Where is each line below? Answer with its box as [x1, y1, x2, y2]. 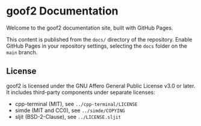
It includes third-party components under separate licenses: [6, 89, 155, 96]
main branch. [6, 48, 38, 55]
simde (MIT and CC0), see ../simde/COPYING [14, 107, 125, 114]
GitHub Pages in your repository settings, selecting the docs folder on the [6, 42, 188, 49]
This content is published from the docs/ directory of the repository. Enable [6, 36, 193, 43]
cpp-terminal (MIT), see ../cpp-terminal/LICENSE [14, 100, 138, 107]
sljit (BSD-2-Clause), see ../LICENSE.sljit [14, 113, 122, 120]
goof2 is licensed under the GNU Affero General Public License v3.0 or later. [6, 82, 196, 89]
